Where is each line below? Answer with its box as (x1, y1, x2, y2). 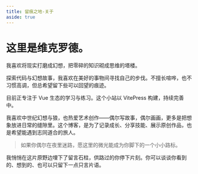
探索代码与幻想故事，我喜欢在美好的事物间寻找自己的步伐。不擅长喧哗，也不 (6, 74, 192, 81)
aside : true (6, 14, 35, 20)
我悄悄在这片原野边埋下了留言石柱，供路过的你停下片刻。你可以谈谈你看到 (6, 154, 187, 161)
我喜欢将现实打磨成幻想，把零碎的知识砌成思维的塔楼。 (6, 62, 140, 69)
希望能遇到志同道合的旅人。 (11, 129, 78, 136)
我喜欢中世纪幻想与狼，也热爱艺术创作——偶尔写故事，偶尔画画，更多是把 (6, 114, 187, 122)
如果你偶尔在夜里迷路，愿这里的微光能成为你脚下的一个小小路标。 (20, 142, 181, 149)
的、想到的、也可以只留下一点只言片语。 (6, 162, 104, 169)
